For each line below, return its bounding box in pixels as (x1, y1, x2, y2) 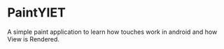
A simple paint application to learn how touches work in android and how (7, 28, 218, 36)
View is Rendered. (7, 35, 59, 43)
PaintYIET (7, 5, 66, 21)
